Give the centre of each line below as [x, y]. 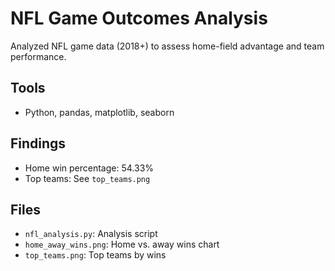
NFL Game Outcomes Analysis [139, 18]
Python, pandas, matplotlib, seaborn [99, 112]
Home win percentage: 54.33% [89, 168]
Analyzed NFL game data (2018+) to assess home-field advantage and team [167, 46]
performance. [38, 56]
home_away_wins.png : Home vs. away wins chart [122, 244]
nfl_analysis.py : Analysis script [91, 234]
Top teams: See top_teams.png [87, 178]
